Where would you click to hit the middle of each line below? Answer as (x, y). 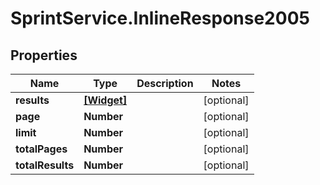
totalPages (41, 149)
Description (165, 83)
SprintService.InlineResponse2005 (160, 18)
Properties (44, 55)
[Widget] (105, 100)
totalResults (45, 165)
